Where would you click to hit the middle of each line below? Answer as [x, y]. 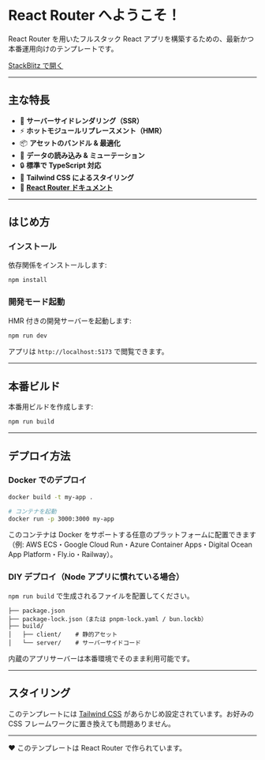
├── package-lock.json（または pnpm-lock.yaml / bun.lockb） [108, 619]
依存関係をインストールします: [58, 265]
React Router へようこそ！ [95, 15]
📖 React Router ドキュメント [66, 187]
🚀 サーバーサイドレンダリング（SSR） [82, 120]
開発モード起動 [37, 302]
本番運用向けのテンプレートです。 [63, 48]
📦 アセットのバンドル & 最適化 [70, 143]
